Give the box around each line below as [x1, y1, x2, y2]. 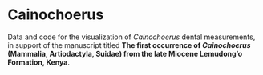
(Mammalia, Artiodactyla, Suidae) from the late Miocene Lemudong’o [7, 49, 243, 58]
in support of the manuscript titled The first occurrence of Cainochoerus [7, 40, 251, 49]
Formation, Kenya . [7, 57, 70, 67]
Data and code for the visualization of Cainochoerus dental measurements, [7, 32, 256, 41]
